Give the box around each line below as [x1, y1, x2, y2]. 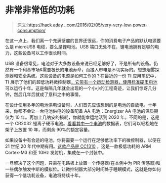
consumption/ [17, 27, 46, 33]
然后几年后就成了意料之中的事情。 [13, 91, 83, 97]
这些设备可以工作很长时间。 [13, 50, 70, 56]
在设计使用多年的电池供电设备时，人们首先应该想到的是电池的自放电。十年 [5, 102, 157, 108]
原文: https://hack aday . [17, 22, 66, 28]
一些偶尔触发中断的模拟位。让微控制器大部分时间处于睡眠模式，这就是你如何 [5, 166, 161, 172]
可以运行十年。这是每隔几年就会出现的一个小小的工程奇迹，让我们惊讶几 [5, 85, 152, 91]
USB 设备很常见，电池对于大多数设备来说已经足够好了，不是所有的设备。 [5, 60, 154, 66]
